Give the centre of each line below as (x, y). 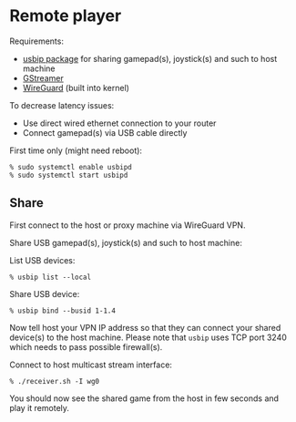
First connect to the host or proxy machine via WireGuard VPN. (128, 225)
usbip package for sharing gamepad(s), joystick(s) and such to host (150, 58)
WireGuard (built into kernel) (76, 87)
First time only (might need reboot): (76, 150)
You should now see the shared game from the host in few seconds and (144, 398)
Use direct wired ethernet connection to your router (119, 123)
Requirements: (36, 41)
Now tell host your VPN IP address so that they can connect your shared (145, 327)
